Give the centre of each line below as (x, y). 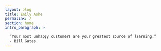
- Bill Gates (23, 41)
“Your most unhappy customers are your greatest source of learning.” (83, 37)
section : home (20, 23)
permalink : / (18, 18)
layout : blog (18, 9)
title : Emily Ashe (24, 14)
